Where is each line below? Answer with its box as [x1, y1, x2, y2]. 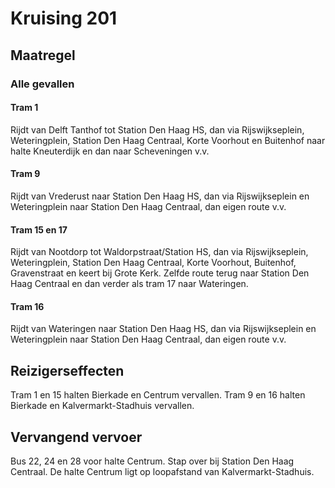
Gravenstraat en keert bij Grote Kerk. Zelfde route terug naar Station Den [10, 267, 310, 279]
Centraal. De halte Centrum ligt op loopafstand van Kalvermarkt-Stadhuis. [10, 465, 315, 477]
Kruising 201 [10, 7, 118, 30]
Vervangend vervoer [10, 428, 143, 446]
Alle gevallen [10, 77, 75, 91]
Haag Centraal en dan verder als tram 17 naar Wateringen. [10, 278, 249, 290]
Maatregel [10, 47, 76, 64]
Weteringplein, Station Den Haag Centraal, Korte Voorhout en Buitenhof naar [10, 134, 326, 146]
